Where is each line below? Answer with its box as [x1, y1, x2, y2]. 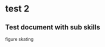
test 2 [5, 3, 29, 14]
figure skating [5, 36, 34, 42]
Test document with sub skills [5, 23, 100, 31]
